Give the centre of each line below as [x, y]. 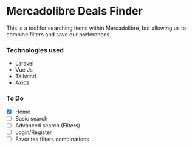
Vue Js [24, 70]
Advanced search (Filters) [48, 125]
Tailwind [26, 76]
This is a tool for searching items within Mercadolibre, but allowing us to [96, 28]
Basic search [31, 118]
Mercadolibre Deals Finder [74, 11]
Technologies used [35, 50]
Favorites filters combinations [52, 139]
